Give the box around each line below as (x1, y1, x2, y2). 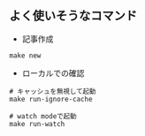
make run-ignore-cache (9, 94, 93, 103)
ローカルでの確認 (21, 67, 85, 78)
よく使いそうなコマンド (9, 8, 137, 24)
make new (9, 51, 42, 60)
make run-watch (9, 119, 65, 128)
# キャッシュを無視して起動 (9, 87, 96, 95)
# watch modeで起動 (9, 111, 77, 121)
